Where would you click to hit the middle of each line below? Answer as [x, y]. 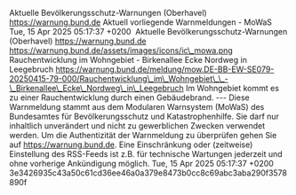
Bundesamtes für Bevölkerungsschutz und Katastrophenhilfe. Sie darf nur [144, 116]
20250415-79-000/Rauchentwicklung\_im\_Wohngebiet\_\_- [119, 78]
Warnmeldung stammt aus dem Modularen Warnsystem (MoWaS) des [137, 107]
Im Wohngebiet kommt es [232, 88]
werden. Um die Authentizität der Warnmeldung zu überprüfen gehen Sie [143, 135]
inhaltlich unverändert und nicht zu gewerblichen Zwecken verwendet [137, 126]
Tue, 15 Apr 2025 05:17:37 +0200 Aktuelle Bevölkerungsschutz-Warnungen [148, 31]
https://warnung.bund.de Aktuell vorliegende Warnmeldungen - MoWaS [141, 22]
